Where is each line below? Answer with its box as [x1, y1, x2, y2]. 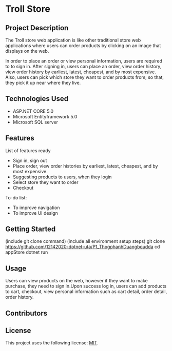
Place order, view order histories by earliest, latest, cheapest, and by [12, 162, 158, 169]
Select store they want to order [12, 179, 79, 185]
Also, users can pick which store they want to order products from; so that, [5, 74, 164, 80]
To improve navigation [12, 204, 60, 211]
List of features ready [5, 147, 51, 154]
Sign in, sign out [12, 157, 47, 163]
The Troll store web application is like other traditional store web [5, 37, 141, 43]
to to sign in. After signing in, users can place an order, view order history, [5, 64, 162, 69]
